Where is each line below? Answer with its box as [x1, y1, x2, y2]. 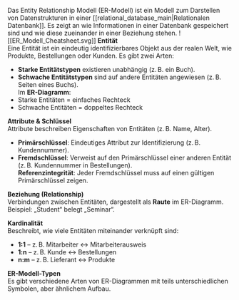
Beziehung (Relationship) [7, 190, 84, 198]
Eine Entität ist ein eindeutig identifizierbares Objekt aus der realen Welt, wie [7, 44, 232, 52]
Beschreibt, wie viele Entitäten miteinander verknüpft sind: [7, 227, 179, 234]
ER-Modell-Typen [7, 269, 61, 277]
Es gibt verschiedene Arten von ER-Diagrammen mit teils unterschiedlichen [7, 277, 228, 285]
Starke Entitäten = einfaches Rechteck [17, 95, 131, 104]
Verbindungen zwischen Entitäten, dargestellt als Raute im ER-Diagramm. [7, 197, 224, 206]
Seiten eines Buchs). [17, 81, 78, 88]
